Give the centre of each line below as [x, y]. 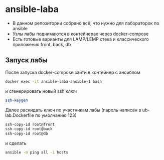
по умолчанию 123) [56, 115]
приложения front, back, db [42, 44]
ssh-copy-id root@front [30, 124]
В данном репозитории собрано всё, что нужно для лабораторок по [86, 23]
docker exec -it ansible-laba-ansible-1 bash [53, 81]
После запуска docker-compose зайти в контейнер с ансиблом [73, 72]
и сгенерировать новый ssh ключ [41, 91]
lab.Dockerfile [20, 115]
